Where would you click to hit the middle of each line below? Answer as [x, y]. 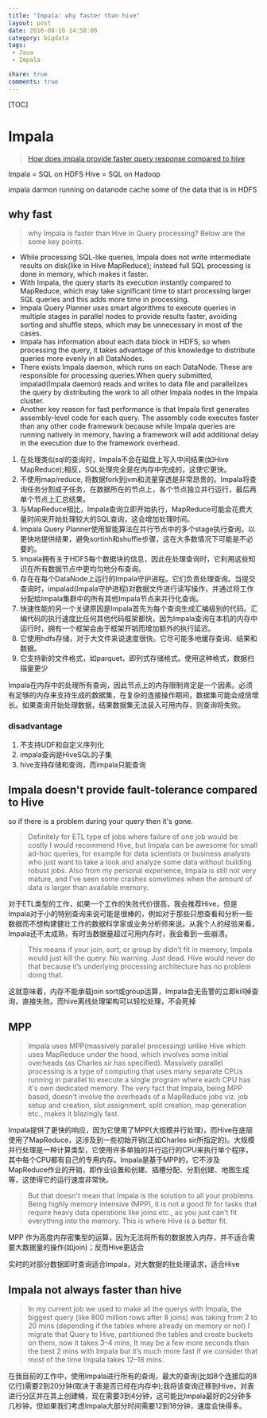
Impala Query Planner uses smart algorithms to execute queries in [128, 308]
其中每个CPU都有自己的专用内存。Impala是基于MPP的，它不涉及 [114, 1160]
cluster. [32, 401]
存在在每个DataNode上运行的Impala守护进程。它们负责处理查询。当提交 [137, 579]
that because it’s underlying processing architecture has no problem [139, 966]
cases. [31, 333]
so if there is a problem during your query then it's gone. [101, 822]
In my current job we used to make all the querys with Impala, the [135, 1309]
